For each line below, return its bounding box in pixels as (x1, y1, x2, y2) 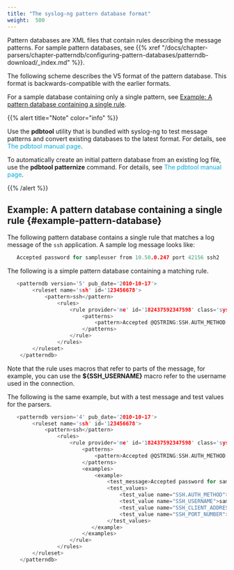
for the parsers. (7, 400, 52, 408)
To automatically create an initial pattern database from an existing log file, (7, 155, 221, 164)
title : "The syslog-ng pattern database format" (7, 10, 151, 17)
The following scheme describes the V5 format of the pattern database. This (7, 71, 227, 80)
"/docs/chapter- (161, 43, 208, 52)
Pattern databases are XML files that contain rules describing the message (7, 36, 221, 44)
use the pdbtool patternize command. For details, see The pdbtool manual (7, 163, 221, 171)
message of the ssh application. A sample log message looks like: (7, 241, 195, 249)
